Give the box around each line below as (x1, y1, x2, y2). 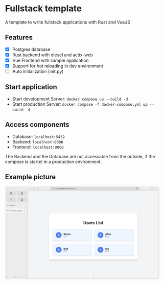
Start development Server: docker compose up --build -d (12, 96, 128, 102)
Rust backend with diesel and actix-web (12, 52, 93, 58)
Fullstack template (5, 3, 82, 14)
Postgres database (12, 46, 50, 52)
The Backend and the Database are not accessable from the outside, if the (5, 153, 155, 159)
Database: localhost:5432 (12, 133, 65, 140)
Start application (5, 83, 57, 91)
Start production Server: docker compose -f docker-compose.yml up (12, 101, 148, 107)
